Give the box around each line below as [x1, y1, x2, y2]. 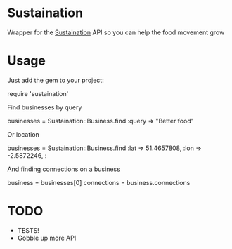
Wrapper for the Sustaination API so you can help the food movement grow [7, 28, 225, 36]
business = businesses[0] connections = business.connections [7, 178, 191, 187]
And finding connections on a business [7, 165, 121, 173]
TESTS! [17, 226, 40, 234]
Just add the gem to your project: [7, 76, 104, 84]
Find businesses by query [7, 103, 82, 112]
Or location [7, 130, 40, 138]
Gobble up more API [17, 234, 77, 242]
